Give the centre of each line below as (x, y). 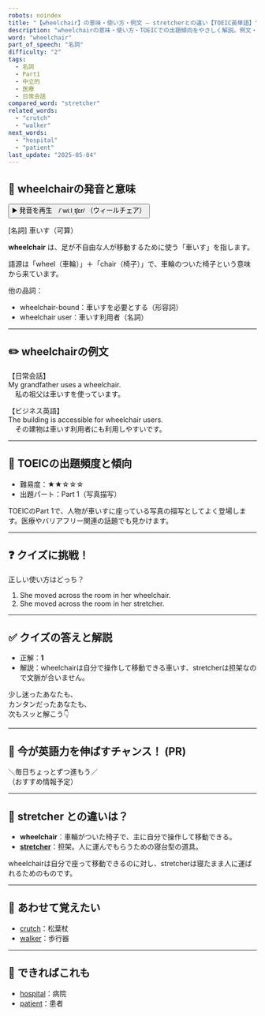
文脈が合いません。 (58, 678)
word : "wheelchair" (40, 37)
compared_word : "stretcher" (54, 103)
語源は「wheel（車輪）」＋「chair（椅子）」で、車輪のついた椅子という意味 (129, 264)
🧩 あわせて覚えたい (54, 908)
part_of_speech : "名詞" (46, 45)
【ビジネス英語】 (36, 410)
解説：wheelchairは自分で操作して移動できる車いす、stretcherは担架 (131, 668)
